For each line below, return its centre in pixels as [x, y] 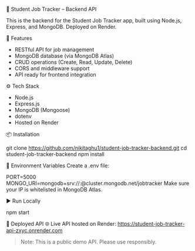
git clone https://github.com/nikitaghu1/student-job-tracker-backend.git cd [96, 148]
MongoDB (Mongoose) [42, 110]
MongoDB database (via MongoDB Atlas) [64, 56]
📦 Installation [23, 134]
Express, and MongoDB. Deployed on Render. [61, 27]
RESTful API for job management [54, 49]
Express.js [27, 104]
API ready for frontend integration [56, 75]
